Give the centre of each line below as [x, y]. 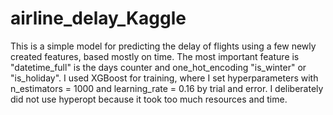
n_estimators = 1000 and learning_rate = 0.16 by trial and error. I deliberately [167, 88]
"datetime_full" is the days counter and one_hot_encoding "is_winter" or [158, 67]
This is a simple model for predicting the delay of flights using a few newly [163, 46]
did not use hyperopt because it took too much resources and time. [149, 99]
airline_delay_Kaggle [98, 18]
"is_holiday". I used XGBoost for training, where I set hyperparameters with [164, 78]
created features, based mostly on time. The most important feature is [155, 56]
